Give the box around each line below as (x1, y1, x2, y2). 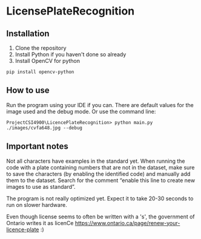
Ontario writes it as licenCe (6, 219, 74, 226)
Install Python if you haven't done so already (15, 51, 127, 58)
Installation (6, 28, 50, 39)
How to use (6, 85, 50, 96)
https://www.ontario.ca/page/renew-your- (74, 219, 180, 226)
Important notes (6, 141, 68, 152)
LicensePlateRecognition (6, 4, 135, 18)
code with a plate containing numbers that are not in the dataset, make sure (6, 163, 195, 171)
